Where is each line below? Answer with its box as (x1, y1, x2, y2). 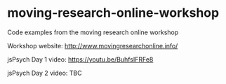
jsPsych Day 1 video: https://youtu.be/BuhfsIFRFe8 (7, 55, 154, 64)
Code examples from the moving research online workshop (7, 28, 179, 36)
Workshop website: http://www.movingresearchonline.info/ (7, 41, 178, 50)
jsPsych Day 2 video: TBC (7, 69, 82, 77)
